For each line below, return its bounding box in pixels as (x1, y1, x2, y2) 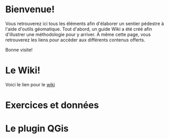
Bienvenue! (5, 4, 55, 15)
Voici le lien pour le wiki (5, 81, 55, 87)
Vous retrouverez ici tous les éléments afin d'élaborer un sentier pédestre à (5, 20, 164, 27)
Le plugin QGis (5, 123, 69, 134)
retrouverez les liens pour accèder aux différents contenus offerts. (5, 37, 145, 43)
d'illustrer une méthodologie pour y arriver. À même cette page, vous (5, 31, 151, 37)
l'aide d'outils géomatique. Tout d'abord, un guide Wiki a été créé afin (5, 26, 153, 32)
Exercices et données (5, 100, 99, 111)
